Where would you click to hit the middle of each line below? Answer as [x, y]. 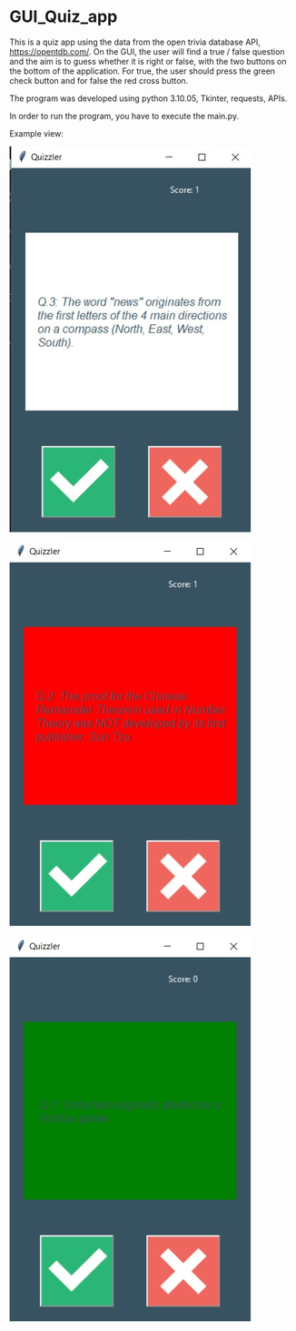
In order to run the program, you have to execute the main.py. [124, 116]
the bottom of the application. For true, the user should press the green [142, 71]
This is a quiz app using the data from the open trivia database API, [135, 42]
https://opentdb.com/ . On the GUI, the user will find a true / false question [147, 51]
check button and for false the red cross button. [99, 80]
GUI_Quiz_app [64, 17]
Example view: [36, 133]
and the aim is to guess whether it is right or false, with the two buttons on [148, 61]
